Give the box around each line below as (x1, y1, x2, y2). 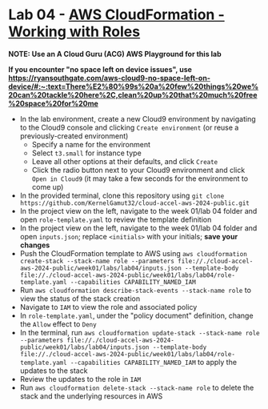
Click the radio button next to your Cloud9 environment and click (31, 165, 246, 174)
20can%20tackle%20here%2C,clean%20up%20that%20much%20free (8, 90, 258, 99)
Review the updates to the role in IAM (19, 374, 142, 383)
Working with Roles (8, 22, 141, 41)
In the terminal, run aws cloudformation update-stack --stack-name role (19, 327, 260, 337)
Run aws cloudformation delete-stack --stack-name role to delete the (19, 383, 254, 392)
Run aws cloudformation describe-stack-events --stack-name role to (19, 285, 252, 295)
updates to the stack (19, 366, 88, 375)
